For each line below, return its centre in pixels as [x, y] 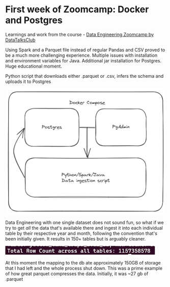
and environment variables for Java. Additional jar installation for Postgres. [83, 60]
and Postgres [34, 20]
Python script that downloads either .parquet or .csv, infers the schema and [84, 76]
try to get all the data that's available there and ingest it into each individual [84, 228]
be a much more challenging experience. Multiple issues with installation [81, 55]
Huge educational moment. [34, 66]
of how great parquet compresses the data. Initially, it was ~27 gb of [77, 273]
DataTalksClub [20, 40]
